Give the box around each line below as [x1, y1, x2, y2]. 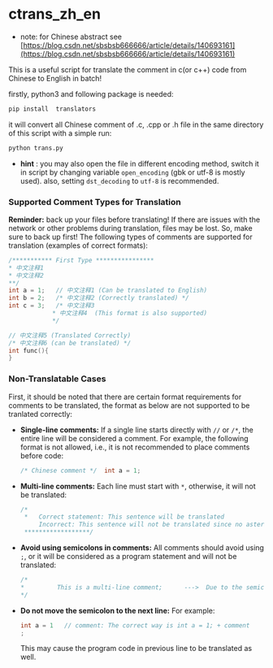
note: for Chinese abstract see [19, 32, 122, 41]
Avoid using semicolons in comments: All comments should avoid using [19, 543, 264, 553]
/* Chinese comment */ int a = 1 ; [19, 466, 141, 475]
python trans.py [8, 144, 63, 152]
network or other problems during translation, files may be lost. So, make [8, 223, 253, 232]
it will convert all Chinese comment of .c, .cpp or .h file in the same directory [8, 119, 264, 129]
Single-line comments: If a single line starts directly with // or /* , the [19, 424, 253, 435]
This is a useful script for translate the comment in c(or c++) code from [8, 64, 247, 74]
